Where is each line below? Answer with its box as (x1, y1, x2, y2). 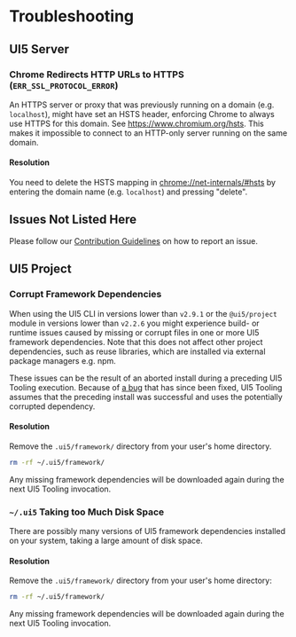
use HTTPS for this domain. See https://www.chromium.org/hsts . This (9, 118, 264, 129)
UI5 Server (9, 42, 69, 57)
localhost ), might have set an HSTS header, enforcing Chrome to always (9, 108, 275, 119)
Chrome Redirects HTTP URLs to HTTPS (9, 68, 184, 81)
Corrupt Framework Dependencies (9, 288, 162, 301)
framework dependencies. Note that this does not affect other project (9, 336, 263, 347)
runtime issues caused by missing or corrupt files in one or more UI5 (9, 326, 260, 338)
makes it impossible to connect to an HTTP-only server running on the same (9, 127, 288, 138)
